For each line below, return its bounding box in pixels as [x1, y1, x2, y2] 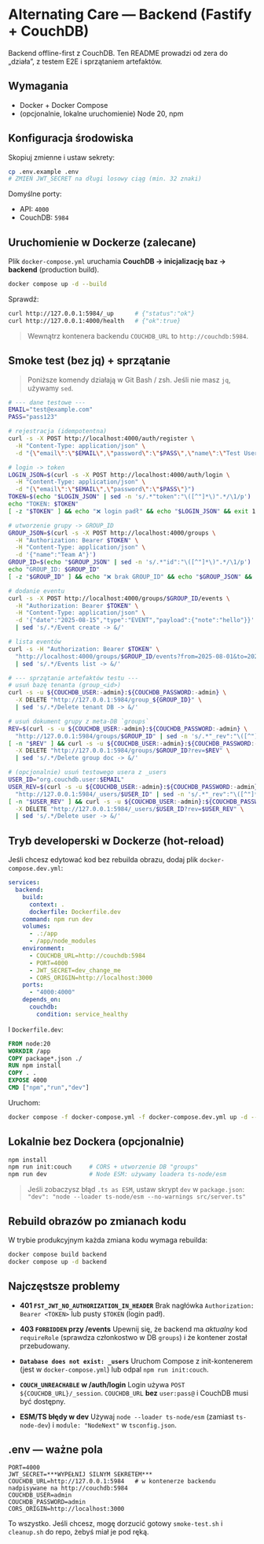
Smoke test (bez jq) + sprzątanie [8, 354, 171, 368]
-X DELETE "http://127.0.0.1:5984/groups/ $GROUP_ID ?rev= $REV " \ [15, 746, 230, 755]
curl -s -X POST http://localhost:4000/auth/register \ [8, 435, 195, 442]
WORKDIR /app [8, 1047, 51, 1055]
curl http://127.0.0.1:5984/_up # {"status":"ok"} [8, 309, 195, 317]
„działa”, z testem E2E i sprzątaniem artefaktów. [8, 57, 163, 66]
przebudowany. [19, 1341, 71, 1350]
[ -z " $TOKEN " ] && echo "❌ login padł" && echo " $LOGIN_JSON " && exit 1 [8, 507, 256, 515]
